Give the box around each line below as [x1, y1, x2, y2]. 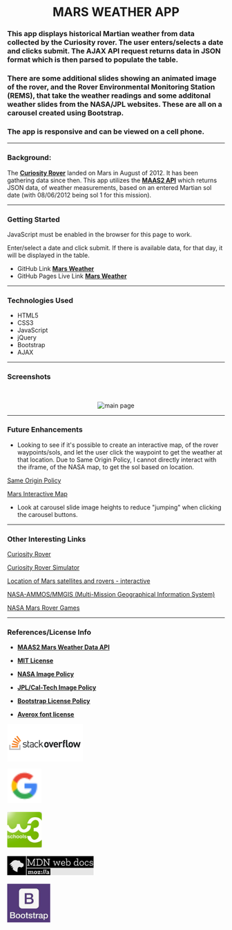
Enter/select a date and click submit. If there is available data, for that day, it [7, 243, 223, 252]
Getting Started [7, 214, 60, 224]
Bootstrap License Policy [17, 697, 91, 705]
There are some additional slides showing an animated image [7, 73, 217, 83]
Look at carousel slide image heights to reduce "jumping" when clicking [17, 503, 222, 511]
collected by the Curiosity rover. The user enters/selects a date [7, 37, 224, 47]
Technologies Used [7, 295, 74, 305]
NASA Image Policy [17, 670, 75, 678]
